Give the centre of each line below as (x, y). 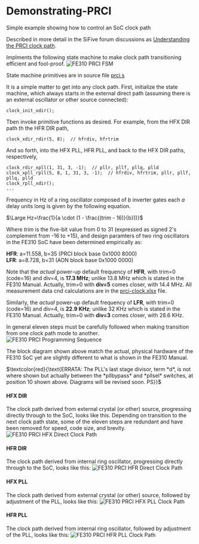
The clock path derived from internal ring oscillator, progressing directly (95, 462)
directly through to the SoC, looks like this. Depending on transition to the (97, 416)
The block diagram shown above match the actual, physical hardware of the (99, 351)
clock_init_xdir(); (30, 110)
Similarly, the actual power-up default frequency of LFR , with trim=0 (90, 302)
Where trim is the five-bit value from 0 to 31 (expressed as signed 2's (91, 229)
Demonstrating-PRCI (59, 11)
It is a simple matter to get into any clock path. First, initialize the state (92, 87)
